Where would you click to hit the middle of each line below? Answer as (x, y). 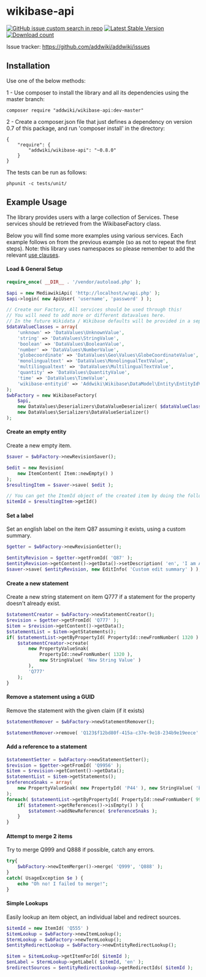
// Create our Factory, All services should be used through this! (94, 310)
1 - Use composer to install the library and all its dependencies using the (97, 93)
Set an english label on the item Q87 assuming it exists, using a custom (96, 529)
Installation (28, 66)
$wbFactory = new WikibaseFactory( (52, 395)
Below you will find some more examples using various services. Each (95, 235)
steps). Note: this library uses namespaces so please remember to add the (101, 248)
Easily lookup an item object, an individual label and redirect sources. (93, 917)
